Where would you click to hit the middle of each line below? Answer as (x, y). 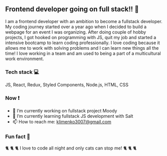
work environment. (25, 59)
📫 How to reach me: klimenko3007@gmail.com (62, 122)
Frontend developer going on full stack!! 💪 (72, 9)
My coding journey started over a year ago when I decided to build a (76, 27)
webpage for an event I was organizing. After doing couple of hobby (76, 32)
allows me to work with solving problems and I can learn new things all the (82, 48)
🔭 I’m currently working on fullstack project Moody (65, 111)
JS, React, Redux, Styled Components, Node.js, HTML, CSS (67, 85)
